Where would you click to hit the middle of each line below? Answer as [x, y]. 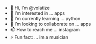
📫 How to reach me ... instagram [45, 30]
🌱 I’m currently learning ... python [45, 18]
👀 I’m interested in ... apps [38, 13]
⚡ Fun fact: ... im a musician [39, 37]
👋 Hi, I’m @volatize [30, 8]
